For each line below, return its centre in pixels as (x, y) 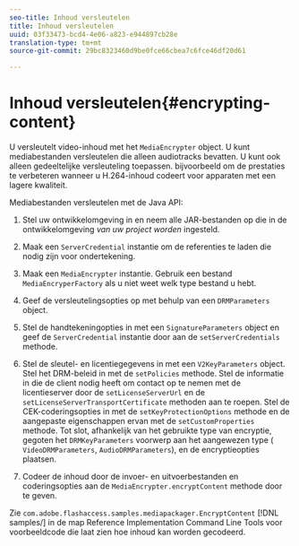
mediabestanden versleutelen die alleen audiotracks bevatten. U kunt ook (145, 157)
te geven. (39, 496)
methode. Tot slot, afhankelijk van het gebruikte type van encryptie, (147, 430)
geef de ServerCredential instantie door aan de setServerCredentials (151, 337)
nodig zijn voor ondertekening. (79, 256)
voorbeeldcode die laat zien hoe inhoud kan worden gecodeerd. (128, 532)
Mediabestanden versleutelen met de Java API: (96, 203)
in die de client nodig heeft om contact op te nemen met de (132, 383)
